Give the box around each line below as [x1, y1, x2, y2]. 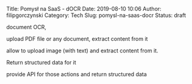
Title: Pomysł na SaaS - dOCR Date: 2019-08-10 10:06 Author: [6, 5, 162, 12]
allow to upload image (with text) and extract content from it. [6, 47, 158, 54]
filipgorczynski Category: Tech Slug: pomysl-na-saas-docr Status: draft [6, 12, 187, 19]
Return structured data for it [6, 59, 76, 66]
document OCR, [6, 24, 47, 30]
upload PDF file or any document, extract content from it [6, 35, 148, 42]
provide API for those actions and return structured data [6, 71, 148, 78]
